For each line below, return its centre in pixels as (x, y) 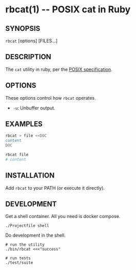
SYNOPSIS (23, 29)
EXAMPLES (24, 124)
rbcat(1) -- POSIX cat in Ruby (68, 10)
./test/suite (19, 263)
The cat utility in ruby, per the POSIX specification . (59, 69)
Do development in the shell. (35, 236)
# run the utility (25, 245)
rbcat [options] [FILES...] (32, 41)
